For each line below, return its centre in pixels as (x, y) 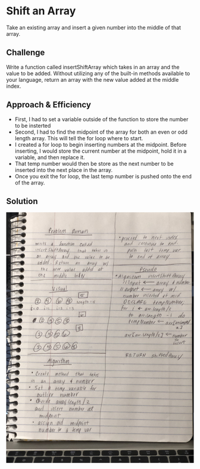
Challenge (26, 53)
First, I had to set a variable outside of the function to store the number (101, 119)
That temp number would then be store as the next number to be (94, 163)
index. (14, 86)
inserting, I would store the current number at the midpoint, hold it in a (101, 151)
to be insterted (33, 125)
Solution (22, 201)
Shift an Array (41, 11)
